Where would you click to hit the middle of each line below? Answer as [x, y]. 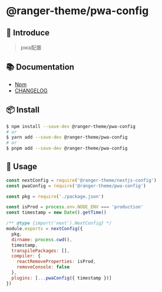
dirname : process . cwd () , [42, 239]
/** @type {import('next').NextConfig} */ [59, 223]
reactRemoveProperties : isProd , [56, 262]
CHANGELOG [31, 90]
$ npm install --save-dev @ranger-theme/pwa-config [71, 126]
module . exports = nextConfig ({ [44, 229]
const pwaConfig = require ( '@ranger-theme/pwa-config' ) [76, 186]
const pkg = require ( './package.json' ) [55, 196]
